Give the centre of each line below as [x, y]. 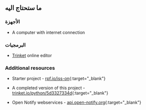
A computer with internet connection [48, 32]
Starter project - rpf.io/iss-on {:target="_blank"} [59, 79]
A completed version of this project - [48, 88]
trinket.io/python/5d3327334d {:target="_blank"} [60, 93]
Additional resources [30, 68]
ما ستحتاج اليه [23, 8]
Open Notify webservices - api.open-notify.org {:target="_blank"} [77, 102]
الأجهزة [13, 22]
